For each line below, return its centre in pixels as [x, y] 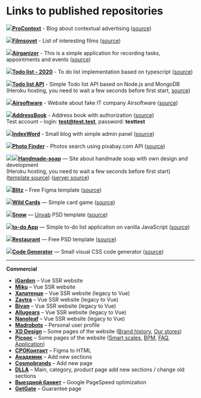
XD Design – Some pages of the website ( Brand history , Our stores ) [98, 331]
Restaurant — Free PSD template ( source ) [64, 239]
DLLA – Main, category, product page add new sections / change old [100, 369]
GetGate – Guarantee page [48, 388]
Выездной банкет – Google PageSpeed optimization [80, 382]
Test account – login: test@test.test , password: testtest [76, 121]
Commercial [22, 269]
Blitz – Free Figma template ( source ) [57, 190]
